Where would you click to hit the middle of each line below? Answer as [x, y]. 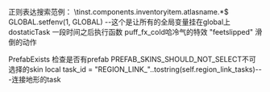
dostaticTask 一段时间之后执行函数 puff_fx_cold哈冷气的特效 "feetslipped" [131, 32]
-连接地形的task [35, 79]
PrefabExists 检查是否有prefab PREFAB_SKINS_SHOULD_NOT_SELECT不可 [132, 59]
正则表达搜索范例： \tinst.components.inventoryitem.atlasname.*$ [119, 12]
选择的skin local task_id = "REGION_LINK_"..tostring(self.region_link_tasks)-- [135, 69]
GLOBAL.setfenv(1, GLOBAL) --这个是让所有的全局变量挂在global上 [120, 22]
